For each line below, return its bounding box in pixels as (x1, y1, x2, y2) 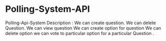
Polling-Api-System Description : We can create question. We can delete (5, 20, 156, 26)
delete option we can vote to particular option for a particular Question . (5, 30, 154, 36)
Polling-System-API (5, 3, 90, 15)
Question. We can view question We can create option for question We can (5, 25, 161, 31)
